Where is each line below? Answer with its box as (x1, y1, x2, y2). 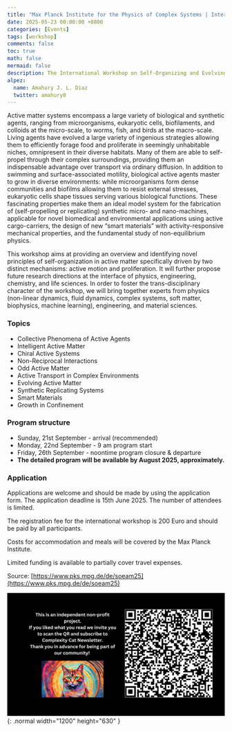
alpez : (7, 77, 26, 84)
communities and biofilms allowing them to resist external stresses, (7, 185, 199, 193)
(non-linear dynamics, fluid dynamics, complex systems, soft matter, (7, 294, 202, 303)
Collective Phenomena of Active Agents (17, 334, 130, 343)
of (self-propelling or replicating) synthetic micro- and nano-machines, (7, 207, 209, 215)
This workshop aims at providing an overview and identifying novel (7, 250, 198, 258)
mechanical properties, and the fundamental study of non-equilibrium (7, 229, 206, 238)
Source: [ (7, 572, 33, 580)
